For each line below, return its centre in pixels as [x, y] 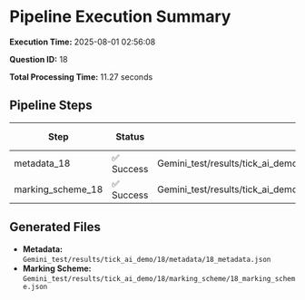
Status [130, 136]
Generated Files [55, 227]
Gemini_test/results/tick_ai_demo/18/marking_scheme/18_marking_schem [159, 278]
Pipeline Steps [51, 106]
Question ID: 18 [39, 59]
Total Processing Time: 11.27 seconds [81, 77]
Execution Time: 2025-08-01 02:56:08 [83, 42]
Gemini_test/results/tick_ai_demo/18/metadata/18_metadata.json [147, 259]
